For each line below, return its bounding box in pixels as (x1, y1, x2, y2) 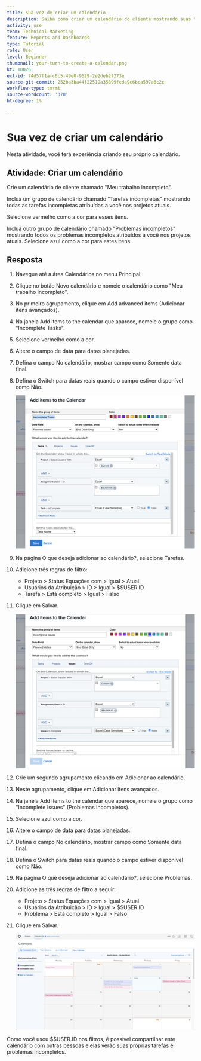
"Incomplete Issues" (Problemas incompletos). (15, 804, 130, 811)
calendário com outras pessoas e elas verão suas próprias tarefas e (7, 1042, 174, 1049)
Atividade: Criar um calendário (7, 168, 123, 178)
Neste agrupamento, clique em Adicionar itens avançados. (15, 786, 160, 793)
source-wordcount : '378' (7, 91, 69, 98)
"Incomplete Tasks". (15, 325, 65, 332)
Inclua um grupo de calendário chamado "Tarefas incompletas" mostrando (7, 195, 190, 203)
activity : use (7, 22, 42, 28)
